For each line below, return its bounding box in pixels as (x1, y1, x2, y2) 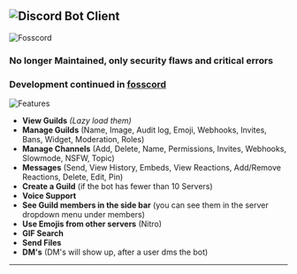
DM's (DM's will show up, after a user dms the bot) (21, 247, 209, 257)
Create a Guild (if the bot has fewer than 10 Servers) (21, 181, 214, 192)
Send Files (21, 238, 62, 248)
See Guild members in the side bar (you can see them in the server (21, 200, 270, 210)
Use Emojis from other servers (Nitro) (21, 218, 162, 230)
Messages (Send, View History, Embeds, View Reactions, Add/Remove (21, 163, 281, 173)
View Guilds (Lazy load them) (21, 116, 133, 126)
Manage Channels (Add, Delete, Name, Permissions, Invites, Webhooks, (21, 143, 287, 155)
